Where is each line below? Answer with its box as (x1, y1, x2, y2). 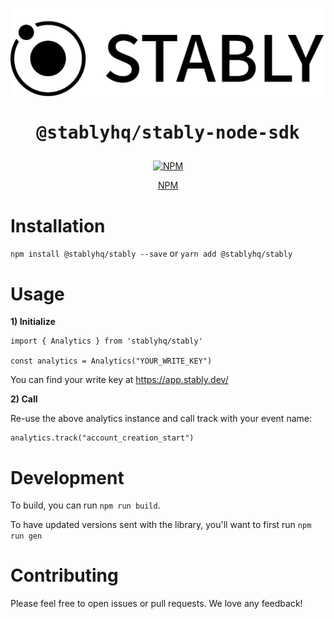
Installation (10, 214, 106, 237)
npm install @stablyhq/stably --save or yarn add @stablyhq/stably (10, 248, 293, 260)
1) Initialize (10, 316, 56, 328)
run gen (10, 531, 43, 542)
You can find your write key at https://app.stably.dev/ (10, 374, 229, 386)
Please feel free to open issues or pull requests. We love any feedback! (10, 598, 303, 610)
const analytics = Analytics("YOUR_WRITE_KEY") (10, 356, 213, 367)
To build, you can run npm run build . (10, 499, 161, 512)
